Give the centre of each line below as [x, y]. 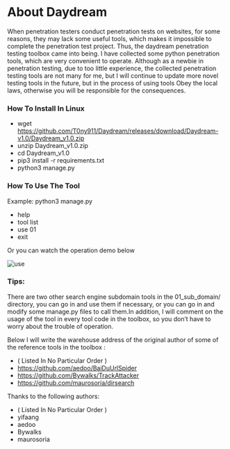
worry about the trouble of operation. [60, 326]
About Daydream [57, 12]
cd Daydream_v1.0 [43, 153]
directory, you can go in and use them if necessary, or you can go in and [111, 304]
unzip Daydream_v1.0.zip [53, 146]
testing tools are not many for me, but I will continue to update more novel [113, 75]
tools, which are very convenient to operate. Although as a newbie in [105, 60]
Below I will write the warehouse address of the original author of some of [113, 340]
